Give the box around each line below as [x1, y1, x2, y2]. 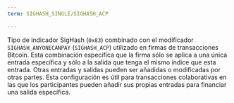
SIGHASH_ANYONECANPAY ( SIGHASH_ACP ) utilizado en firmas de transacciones [7, 43, 218, 51]
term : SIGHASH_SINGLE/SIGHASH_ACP [7, 10, 109, 18]
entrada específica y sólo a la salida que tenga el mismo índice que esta [7, 57, 216, 67]
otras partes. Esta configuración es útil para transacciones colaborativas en [7, 73, 227, 81]
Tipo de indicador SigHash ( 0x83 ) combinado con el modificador [7, 36, 194, 44]
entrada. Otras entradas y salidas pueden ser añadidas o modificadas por [7, 65, 221, 74]
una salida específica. [7, 88, 71, 96]
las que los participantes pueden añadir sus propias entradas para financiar [7, 80, 227, 88]
